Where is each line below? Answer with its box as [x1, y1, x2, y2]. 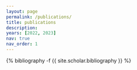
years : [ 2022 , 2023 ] [6, 30, 57, 36]
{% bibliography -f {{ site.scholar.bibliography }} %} [6, 57, 132, 64]
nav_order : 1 [6, 41, 38, 47]
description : [6, 24, 38, 31]
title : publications [6, 19, 57, 25]
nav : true [6, 36, 30, 41]
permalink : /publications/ [6, 14, 72, 20]
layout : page [6, 8, 38, 15]
